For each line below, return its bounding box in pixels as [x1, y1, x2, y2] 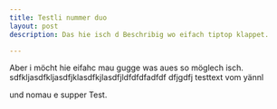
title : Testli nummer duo [9, 13, 107, 23]
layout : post [9, 22, 59, 31]
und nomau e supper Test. [9, 89, 108, 100]
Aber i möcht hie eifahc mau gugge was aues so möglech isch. [9, 62, 244, 73]
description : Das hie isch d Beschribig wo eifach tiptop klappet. [9, 30, 270, 39]
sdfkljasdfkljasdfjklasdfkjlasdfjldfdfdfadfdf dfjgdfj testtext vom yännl [9, 72, 264, 83]
